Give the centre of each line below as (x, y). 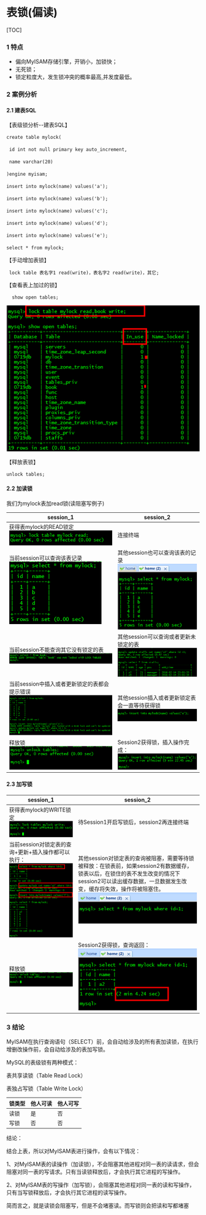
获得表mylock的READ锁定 (41, 527)
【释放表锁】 (22, 462)
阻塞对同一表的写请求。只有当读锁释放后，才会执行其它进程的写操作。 (95, 1171)
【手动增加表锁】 (28, 260)
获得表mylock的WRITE (37, 810)
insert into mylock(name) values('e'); (57, 236)
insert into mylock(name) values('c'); (57, 211)
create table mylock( (34, 138)
